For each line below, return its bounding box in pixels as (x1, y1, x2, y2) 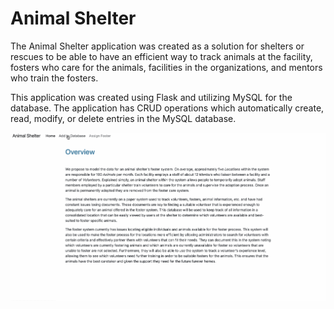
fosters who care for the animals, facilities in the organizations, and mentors (10, 61, 323, 73)
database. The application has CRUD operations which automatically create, (10, 102, 325, 114)
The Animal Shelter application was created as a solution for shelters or (10, 40, 305, 52)
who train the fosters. (10, 72, 99, 84)
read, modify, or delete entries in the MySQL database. (10, 112, 237, 124)
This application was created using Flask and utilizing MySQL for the (10, 91, 293, 103)
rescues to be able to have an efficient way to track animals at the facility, (10, 50, 313, 62)
